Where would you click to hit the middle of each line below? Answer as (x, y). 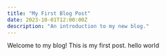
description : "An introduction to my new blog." (78, 26)
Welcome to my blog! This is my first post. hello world (83, 46)
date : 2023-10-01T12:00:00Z (48, 20)
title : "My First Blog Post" (49, 13)
